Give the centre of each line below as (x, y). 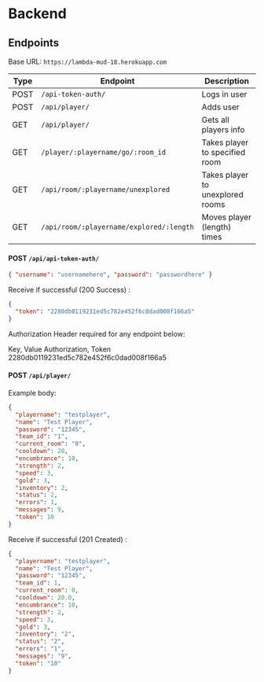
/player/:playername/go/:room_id (103, 152)
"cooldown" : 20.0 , (46, 598)
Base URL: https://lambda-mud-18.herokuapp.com (88, 61)
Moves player (226, 217)
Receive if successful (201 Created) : (68, 539)
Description (227, 81)
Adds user (220, 107)
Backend (37, 14)
